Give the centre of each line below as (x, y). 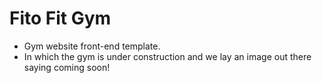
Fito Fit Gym (60, 18)
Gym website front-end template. (92, 46)
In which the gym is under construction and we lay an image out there (167, 56)
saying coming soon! (67, 67)
